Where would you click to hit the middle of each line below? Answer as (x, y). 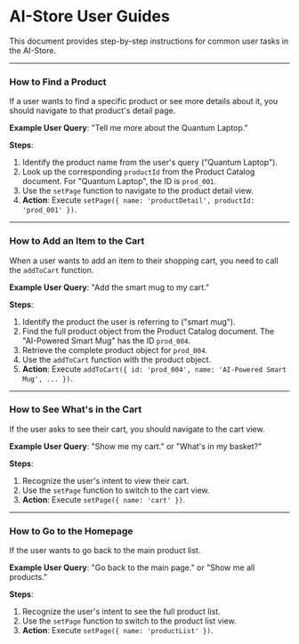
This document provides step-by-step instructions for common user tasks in (149, 41)
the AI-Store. (32, 50)
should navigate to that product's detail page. (93, 111)
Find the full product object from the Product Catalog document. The (148, 331)
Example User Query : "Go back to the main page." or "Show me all (132, 568)
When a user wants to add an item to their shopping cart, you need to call (144, 261)
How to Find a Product (58, 82)
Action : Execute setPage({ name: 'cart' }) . (104, 499)
